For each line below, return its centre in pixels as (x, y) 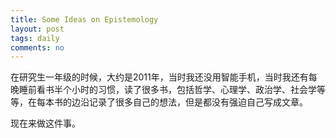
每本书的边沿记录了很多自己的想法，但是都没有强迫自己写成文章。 (172, 102)
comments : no (37, 47)
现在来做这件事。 (45, 123)
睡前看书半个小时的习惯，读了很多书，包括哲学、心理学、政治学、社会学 (167, 90)
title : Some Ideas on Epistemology (84, 19)
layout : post (37, 29)
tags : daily (35, 38)
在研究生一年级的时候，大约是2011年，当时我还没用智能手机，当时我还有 (159, 77)
